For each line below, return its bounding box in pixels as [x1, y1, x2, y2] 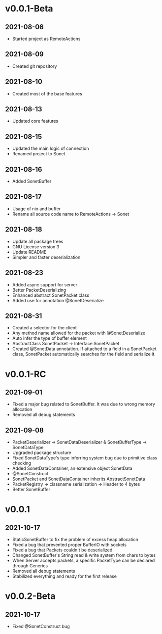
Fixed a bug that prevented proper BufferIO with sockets [12, 542, 127, 548]
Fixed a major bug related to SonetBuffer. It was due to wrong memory [12, 401, 155, 407]
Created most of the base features [12, 91, 82, 96]
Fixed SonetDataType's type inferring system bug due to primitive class [12, 455, 158, 461]
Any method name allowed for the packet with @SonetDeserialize [12, 330, 146, 336]
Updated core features [12, 118, 59, 124]
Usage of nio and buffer [12, 206, 61, 212]
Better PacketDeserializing [12, 287, 66, 293]
